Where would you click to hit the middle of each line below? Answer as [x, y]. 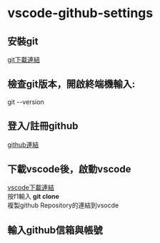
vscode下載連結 [31, 187]
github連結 [23, 145]
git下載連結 [24, 60]
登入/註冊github [43, 126]
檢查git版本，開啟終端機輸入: [71, 84]
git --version [26, 102]
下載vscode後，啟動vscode [69, 169]
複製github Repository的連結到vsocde [63, 205]
